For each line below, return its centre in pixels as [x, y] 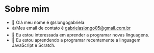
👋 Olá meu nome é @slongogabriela [48, 22]
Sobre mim [27, 9]
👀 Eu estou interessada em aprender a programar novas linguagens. [80, 35]
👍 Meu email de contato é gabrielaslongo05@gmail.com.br [71, 28]
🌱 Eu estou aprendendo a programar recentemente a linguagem [76, 40]
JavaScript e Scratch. [33, 45]
